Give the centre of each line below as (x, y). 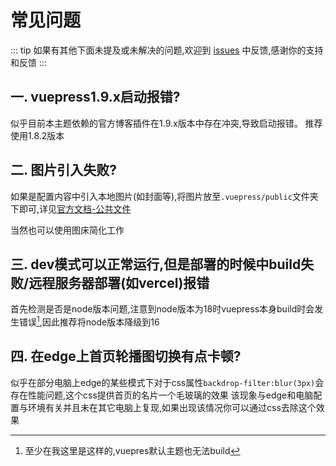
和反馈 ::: (29, 62)
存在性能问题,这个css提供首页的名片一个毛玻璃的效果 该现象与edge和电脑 (162, 395)
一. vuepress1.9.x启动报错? (95, 97)
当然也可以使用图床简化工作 (67, 230)
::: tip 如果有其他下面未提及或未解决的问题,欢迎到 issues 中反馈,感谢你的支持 (167, 50)
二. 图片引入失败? (64, 170)
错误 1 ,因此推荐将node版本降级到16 (89, 321)
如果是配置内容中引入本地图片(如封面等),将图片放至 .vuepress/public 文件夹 (164, 196)
